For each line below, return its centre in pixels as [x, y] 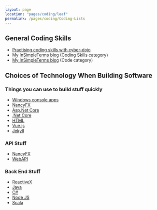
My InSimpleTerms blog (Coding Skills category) [60, 55]
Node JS [21, 197]
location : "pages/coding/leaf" [36, 14]
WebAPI [20, 159]
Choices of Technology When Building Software [79, 75]
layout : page [18, 9]
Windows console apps [35, 99]
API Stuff [16, 143]
